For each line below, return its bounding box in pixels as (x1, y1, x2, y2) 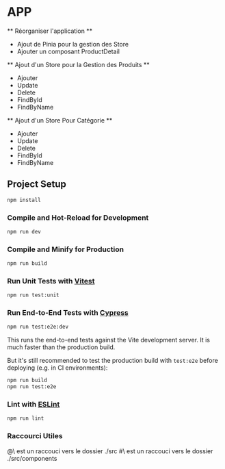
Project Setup (7, 179, 67, 190)
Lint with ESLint (7, 399, 60, 409)
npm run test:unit (7, 292, 59, 299)
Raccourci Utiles (7, 431, 63, 441)
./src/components (7, 454, 57, 462)
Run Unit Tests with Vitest (7, 276, 95, 286)
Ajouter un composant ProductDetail (16, 47, 120, 55)
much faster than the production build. (7, 343, 116, 351)
